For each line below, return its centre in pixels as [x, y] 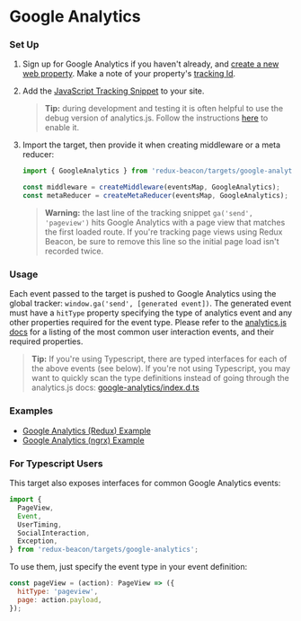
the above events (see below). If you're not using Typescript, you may [160, 368]
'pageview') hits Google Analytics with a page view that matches [165, 223]
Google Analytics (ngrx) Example [84, 440]
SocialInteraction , [54, 533]
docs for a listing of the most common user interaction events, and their [142, 332]
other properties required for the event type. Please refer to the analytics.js [148, 323]
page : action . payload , [60, 599]
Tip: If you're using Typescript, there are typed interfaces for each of [159, 359]
